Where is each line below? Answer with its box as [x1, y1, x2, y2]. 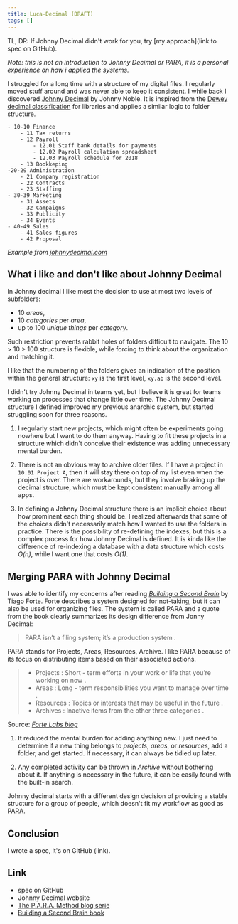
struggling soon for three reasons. [7, 410, 107, 419]
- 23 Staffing [20, 186, 62, 193]
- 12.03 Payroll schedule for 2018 [33, 154, 139, 161]
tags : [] [7, 17, 33, 24]
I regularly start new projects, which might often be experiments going [17, 424, 224, 432]
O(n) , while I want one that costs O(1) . [17, 550, 129, 558]
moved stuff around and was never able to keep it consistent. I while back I [7, 87, 227, 95]
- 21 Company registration [20, 173, 100, 180]
